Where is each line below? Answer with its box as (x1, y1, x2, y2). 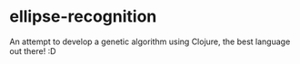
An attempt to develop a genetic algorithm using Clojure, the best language (9, 36, 291, 47)
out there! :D (9, 45, 56, 56)
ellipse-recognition (9, 6, 157, 27)
